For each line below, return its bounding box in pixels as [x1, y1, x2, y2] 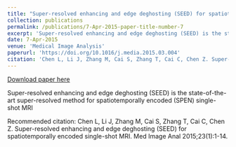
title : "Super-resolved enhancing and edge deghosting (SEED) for [7, 10, 206, 17]
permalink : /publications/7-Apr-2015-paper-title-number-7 [7, 23, 184, 30]
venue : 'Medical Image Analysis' [7, 43, 105, 50]
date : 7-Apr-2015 [7, 36, 58, 43]
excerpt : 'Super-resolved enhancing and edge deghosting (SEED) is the [7, 29, 221, 37]
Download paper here [7, 75, 70, 83]
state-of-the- [188, 88, 227, 97]
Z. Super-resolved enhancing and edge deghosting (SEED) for [7, 124, 188, 133]
